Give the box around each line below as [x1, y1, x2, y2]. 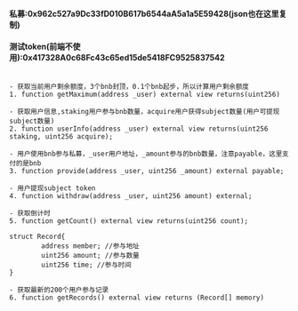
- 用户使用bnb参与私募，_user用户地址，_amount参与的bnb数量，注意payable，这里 [9, 149, 283, 158]
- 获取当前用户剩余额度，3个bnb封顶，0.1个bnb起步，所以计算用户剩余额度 [9, 82, 249, 91]
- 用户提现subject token [9, 183, 96, 193]
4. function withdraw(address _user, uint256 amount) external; [9, 191, 253, 200]
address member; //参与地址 [41, 241, 140, 251]
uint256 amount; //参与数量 [41, 251, 140, 259]
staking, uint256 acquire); [9, 132, 114, 141]
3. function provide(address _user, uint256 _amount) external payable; [9, 166, 285, 175]
